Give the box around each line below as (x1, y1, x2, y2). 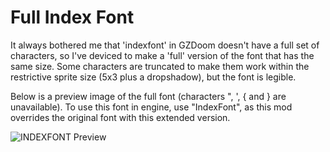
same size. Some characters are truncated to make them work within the (10, 60, 310, 72)
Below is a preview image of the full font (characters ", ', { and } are (10, 90, 287, 102)
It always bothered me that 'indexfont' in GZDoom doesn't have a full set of (10, 39, 320, 51)
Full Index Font (10, 6, 135, 29)
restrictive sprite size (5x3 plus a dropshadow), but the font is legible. (10, 71, 297, 83)
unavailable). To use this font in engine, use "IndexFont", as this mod (10, 101, 293, 113)
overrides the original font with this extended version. (10, 111, 231, 123)
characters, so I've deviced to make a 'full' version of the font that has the (10, 49, 315, 61)
